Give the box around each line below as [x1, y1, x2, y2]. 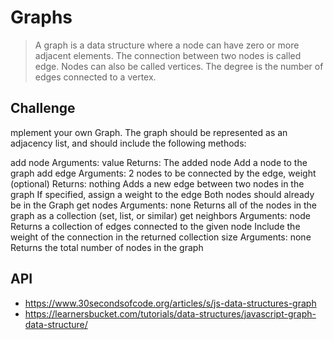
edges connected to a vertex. [34, 71, 157, 83]
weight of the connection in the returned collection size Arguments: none [10, 231, 312, 243]
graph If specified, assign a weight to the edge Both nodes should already [10, 188, 315, 200]
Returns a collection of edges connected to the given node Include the [10, 220, 301, 232]
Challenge [10, 100, 76, 117]
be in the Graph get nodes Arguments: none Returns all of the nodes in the [10, 199, 317, 211]
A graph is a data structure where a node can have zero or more [34, 39, 300, 51]
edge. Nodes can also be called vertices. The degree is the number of [34, 60, 324, 72]
